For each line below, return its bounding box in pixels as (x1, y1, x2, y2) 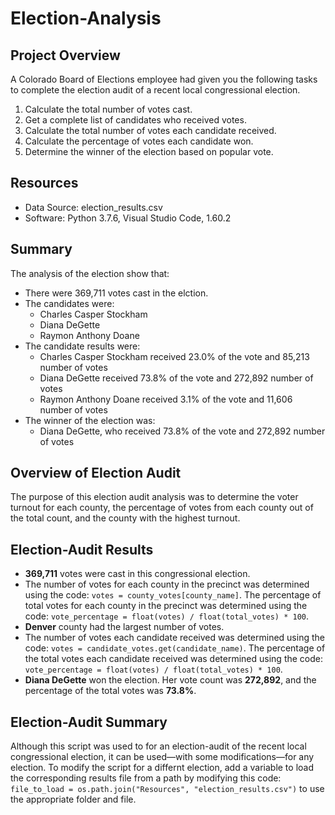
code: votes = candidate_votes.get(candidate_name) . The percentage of (24, 642, 326, 654)
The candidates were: (24, 297, 115, 309)
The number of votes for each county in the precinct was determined (24, 578, 310, 591)
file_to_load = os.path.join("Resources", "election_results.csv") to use (10, 783, 325, 795)
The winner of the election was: (24, 414, 156, 426)
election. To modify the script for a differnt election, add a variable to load (10, 762, 314, 774)
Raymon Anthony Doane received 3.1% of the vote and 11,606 (39, 393, 293, 405)
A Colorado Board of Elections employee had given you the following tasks (10, 73, 318, 85)
